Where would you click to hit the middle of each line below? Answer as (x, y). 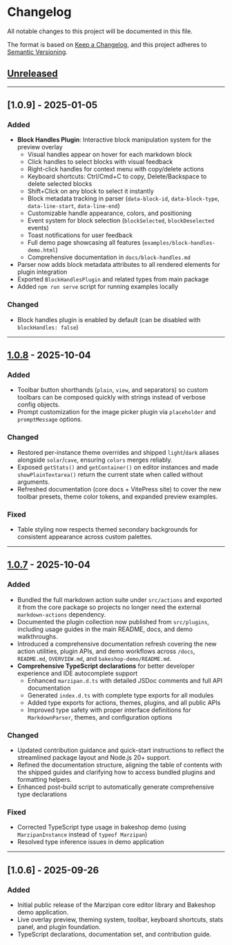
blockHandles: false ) (48, 327)
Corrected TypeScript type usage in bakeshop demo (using (101, 827)
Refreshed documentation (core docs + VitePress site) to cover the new (119, 489)
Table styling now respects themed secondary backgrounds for (107, 530)
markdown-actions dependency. (61, 614)
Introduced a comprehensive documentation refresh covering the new (117, 644)
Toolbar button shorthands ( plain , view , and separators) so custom (113, 390)
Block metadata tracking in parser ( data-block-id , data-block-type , (123, 198)
